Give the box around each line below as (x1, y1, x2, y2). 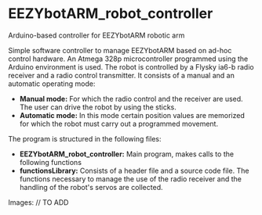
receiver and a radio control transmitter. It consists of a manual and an (8, 70, 235, 80)
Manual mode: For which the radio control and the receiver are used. (19, 94, 243, 103)
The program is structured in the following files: (8, 134, 162, 143)
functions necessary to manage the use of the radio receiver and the (19, 174, 242, 184)
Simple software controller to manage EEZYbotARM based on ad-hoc (8, 45, 232, 55)
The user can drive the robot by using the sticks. (19, 102, 176, 112)
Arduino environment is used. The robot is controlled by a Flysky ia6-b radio (8, 62, 254, 71)
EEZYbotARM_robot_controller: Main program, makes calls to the (19, 149, 234, 159)
